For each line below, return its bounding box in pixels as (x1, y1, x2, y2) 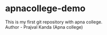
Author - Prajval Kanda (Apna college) (5, 24, 83, 30)
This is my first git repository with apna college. (5, 19, 103, 25)
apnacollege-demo (5, 3, 86, 14)
